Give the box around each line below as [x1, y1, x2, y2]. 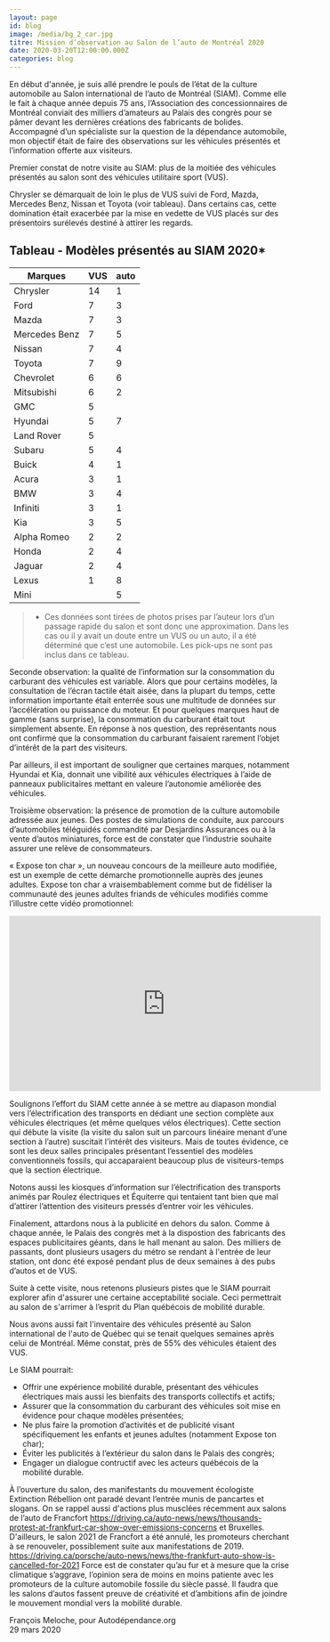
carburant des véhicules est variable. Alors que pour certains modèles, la [9, 676, 278, 687]
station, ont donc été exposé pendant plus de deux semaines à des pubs [9, 1256, 276, 1266]
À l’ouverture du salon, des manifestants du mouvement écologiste [9, 1483, 254, 1494]
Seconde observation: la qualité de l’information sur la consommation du [9, 666, 276, 677]
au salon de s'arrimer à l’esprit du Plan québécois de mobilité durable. [9, 1301, 265, 1312]
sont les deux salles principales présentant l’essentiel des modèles [9, 1145, 254, 1156]
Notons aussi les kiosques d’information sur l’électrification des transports [9, 1182, 281, 1192]
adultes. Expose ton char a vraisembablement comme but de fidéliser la [9, 879, 273, 890]
